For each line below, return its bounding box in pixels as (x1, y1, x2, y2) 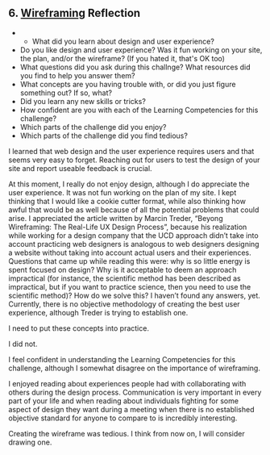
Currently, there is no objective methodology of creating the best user (8, 298, 240, 309)
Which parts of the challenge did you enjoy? (19, 122, 167, 131)
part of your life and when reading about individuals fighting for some (8, 395, 239, 406)
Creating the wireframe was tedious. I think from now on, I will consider (8, 428, 245, 438)
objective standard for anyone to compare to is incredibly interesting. (8, 413, 238, 423)
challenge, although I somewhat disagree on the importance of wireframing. (8, 363, 260, 373)
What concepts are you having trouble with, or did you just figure (19, 79, 236, 89)
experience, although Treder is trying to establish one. (8, 307, 189, 317)
